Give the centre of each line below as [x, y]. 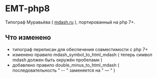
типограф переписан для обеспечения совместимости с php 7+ [80, 49]
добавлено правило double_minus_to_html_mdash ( [66, 65]
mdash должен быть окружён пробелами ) [57, 60]
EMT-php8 [28, 9]
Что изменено [28, 38]
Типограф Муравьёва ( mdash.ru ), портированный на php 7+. [70, 22]
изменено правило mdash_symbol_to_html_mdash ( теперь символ [82, 54]
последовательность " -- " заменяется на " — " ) [64, 70]
